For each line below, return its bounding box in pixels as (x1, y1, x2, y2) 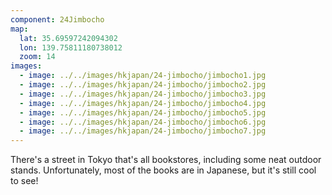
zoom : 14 (19, 52, 56, 62)
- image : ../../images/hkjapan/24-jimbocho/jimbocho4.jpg (19, 98, 267, 108)
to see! (10, 175, 39, 187)
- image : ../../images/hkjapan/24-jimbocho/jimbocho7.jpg (19, 126, 267, 136)
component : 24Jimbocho (10, 14, 105, 25)
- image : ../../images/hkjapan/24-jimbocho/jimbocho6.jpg (19, 117, 267, 127)
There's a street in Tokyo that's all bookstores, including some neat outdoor (10, 154, 322, 166)
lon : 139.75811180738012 (19, 42, 123, 53)
